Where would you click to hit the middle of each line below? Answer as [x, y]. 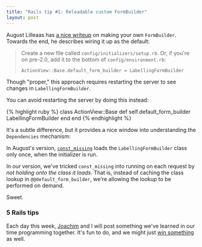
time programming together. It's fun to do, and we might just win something [100, 232]
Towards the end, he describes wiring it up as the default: [78, 41]
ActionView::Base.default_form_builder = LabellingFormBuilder [103, 70]
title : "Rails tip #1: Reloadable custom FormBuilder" [77, 12]
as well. [16, 239]
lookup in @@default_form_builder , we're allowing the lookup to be [89, 179]
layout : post [23, 18]
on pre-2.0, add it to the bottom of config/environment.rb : [93, 59]
